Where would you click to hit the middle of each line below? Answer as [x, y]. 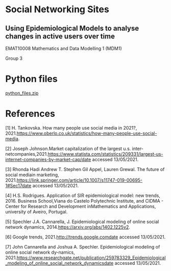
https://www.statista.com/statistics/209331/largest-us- [105, 154]
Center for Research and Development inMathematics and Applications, [81, 206]
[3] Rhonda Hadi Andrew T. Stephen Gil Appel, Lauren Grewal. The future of [85, 169]
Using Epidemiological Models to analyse [72, 28]
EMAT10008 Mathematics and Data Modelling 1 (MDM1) [64, 48]
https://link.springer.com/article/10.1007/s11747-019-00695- [80, 180]
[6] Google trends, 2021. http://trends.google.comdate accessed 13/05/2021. [86, 237]
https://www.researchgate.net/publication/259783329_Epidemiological [91, 257]
